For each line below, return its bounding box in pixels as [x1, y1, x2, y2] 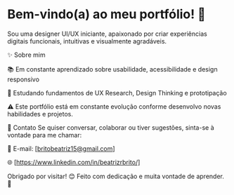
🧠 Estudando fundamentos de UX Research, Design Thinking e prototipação [7, 88, 227, 97]
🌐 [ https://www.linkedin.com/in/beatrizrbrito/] [7, 158, 141, 166]
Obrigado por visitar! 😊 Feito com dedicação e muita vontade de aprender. [7, 172, 225, 180]
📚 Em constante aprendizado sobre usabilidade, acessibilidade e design [7, 65, 218, 73]
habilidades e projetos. [7, 109, 74, 118]
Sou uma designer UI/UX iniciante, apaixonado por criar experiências [7, 29, 207, 38]
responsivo [7, 75, 40, 83]
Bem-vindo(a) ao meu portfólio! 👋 [7, 6, 206, 22]
